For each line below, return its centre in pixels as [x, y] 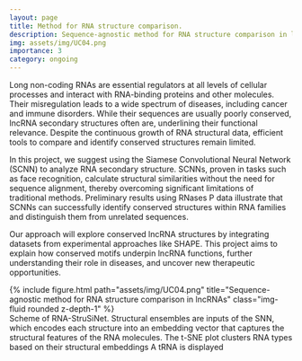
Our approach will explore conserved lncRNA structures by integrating [139, 234]
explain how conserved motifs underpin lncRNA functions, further [131, 253]
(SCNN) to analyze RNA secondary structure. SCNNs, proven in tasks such [148, 169]
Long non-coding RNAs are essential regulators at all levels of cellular [138, 85]
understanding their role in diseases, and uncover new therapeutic [133, 263]
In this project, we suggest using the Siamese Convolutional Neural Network [150, 159]
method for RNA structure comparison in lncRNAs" [138, 299]
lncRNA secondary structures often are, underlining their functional [133, 123]
